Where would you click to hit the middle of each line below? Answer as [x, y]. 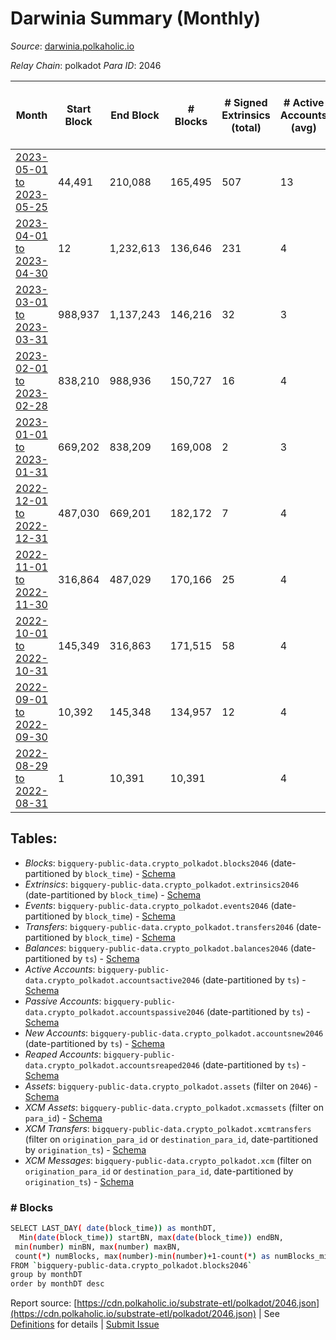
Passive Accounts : [63, 1001]
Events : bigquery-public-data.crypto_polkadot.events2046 [146, 905]
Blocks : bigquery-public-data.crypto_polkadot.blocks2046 [146, 863]
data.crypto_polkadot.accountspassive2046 [114, 1012]
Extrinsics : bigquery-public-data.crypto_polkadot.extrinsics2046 [162, 884]
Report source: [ [44, 1303]
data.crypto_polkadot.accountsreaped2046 [112, 1065]
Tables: [34, 838]
